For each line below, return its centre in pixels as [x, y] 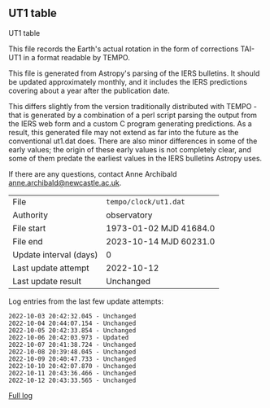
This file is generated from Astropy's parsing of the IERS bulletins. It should [134, 73]
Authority [30, 215]
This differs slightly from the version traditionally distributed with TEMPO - [133, 106]
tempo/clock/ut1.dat [145, 202]
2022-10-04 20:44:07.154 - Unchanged [72, 323]
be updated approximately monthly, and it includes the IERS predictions [128, 81]
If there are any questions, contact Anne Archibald [93, 173]
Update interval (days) [55, 254]
